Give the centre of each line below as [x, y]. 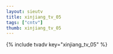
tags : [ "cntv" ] [25, 22]
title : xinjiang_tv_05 [34, 17]
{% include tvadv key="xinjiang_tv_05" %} [57, 45]
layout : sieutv [25, 11]
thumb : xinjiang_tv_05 [34, 28]
